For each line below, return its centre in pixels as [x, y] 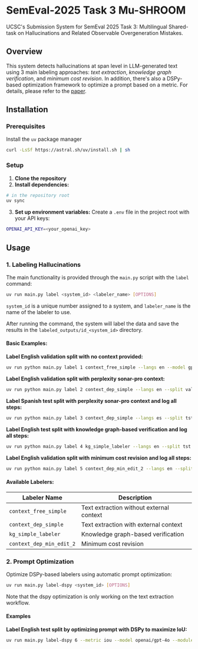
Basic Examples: [27, 343]
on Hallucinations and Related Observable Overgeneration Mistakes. [100, 33]
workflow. [18, 603]
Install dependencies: [42, 185]
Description [135, 498]
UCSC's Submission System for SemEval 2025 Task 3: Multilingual [87, 27]
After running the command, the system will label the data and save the [93, 324]
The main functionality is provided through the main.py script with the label [98, 277]
